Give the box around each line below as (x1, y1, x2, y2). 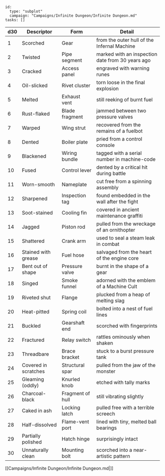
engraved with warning (96, 65, 150, 71)
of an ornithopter (96, 227, 136, 233)
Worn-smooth (22, 181, 55, 188)
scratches (22, 368, 45, 375)
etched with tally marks (96, 379, 150, 386)
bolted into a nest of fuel (96, 305, 153, 312)
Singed (22, 280, 38, 287)
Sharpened (22, 195, 48, 202)
